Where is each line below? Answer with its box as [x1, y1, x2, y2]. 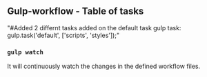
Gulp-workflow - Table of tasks [7, 5, 144, 17]
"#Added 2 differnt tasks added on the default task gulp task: [7, 23, 181, 32]
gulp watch [7, 48, 43, 56]
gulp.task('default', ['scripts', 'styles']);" [7, 31, 119, 39]
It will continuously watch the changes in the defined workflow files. [7, 62, 201, 71]
